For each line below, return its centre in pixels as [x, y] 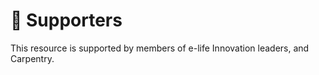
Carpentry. [32, 58]
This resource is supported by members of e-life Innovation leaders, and [160, 48]
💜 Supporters [66, 20]
